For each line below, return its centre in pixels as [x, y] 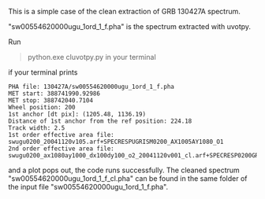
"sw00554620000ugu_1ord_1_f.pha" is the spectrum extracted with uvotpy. [129, 26]
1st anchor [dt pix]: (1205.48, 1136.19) [77, 114]
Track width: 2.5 [37, 128]
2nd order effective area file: [61, 149]
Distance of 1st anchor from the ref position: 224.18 [100, 121]
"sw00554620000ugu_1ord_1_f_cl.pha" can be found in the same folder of [128, 179]
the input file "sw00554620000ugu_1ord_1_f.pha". [88, 187]
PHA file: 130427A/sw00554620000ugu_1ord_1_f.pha [91, 87]
